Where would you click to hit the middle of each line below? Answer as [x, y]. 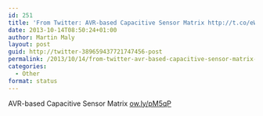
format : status [33, 81]
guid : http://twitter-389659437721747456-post [85, 52]
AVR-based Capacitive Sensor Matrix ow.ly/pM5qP [90, 103]
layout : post [29, 45]
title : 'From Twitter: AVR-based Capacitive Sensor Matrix [106, 23]
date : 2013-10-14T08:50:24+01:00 [63, 30]
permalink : [26, 60]
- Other [28, 74]
